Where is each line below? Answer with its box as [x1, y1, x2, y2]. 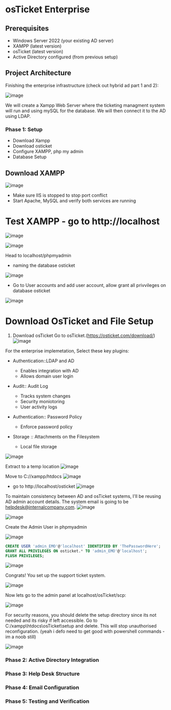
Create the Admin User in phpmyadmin [5, 524, 87, 530]
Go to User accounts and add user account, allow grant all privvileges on [12, 282, 166, 288]
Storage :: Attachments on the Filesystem [12, 433, 100, 440]
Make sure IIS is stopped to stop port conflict [12, 192, 108, 198]
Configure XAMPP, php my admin [12, 149, 84, 155]
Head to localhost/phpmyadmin [5, 252, 71, 258]
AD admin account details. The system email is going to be [5, 498, 129, 505]
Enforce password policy [20, 424, 73, 430]
